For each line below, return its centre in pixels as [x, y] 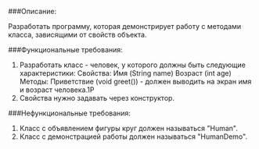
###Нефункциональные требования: [70, 113]
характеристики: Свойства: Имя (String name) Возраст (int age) [126, 73]
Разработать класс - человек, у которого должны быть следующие [133, 65]
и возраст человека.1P [57, 90]
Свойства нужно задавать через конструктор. [97, 98]
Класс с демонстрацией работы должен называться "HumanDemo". [133, 137]
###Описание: [32, 11]
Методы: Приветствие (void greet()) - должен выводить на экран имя [135, 82]
